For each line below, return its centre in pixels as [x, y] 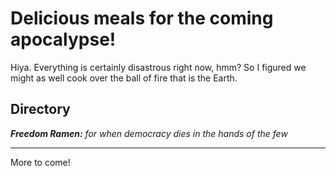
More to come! [40, 162]
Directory [40, 109]
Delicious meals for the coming [142, 18]
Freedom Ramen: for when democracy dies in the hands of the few [149, 133]
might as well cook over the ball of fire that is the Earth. [124, 78]
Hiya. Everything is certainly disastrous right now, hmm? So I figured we [158, 67]
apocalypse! [63, 39]
